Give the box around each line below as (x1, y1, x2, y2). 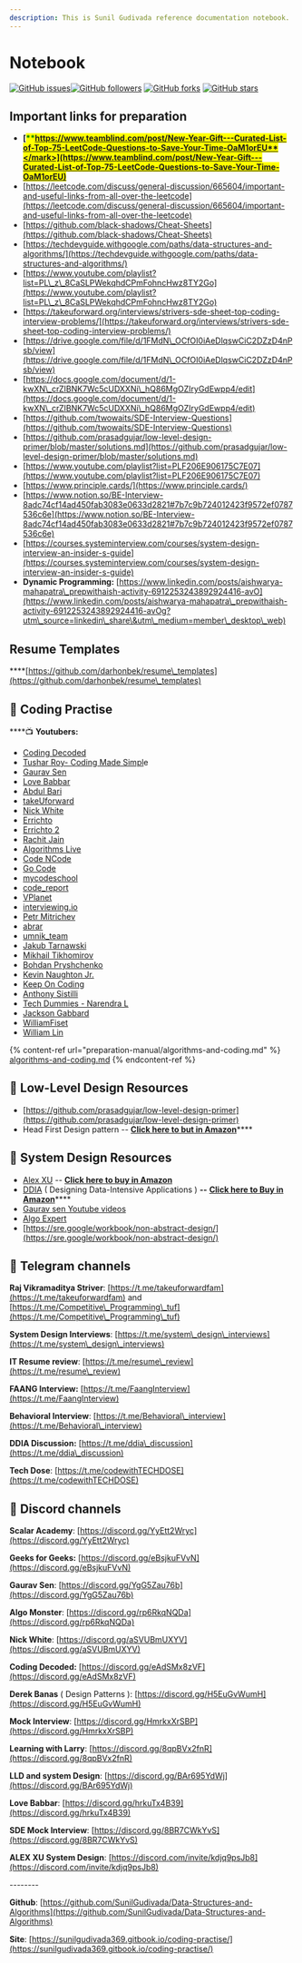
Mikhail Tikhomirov (22, 950, 93, 961)
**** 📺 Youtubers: (9, 726, 79, 736)
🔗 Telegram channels (9, 1258, 132, 1274)
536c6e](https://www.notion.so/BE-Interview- (22, 509, 195, 520)
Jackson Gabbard (22, 1008, 90, 1018)
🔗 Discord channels (9, 1501, 122, 1516)
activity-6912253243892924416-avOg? (22, 606, 171, 617)
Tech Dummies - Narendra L (22, 998, 129, 1009)
